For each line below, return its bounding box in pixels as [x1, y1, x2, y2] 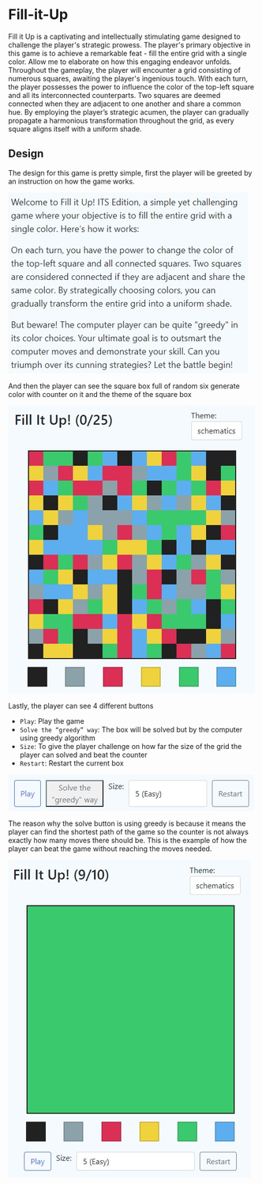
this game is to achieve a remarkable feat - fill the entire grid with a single [8, 48, 247, 58]
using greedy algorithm [19, 733, 96, 743]
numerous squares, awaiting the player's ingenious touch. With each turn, [8, 74, 249, 83]
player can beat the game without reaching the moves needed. [8, 844, 212, 853]
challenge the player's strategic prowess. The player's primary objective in [8, 40, 251, 49]
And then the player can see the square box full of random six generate [8, 381, 241, 391]
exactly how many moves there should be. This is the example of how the [8, 835, 247, 845]
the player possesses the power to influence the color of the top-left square [8, 81, 255, 92]
